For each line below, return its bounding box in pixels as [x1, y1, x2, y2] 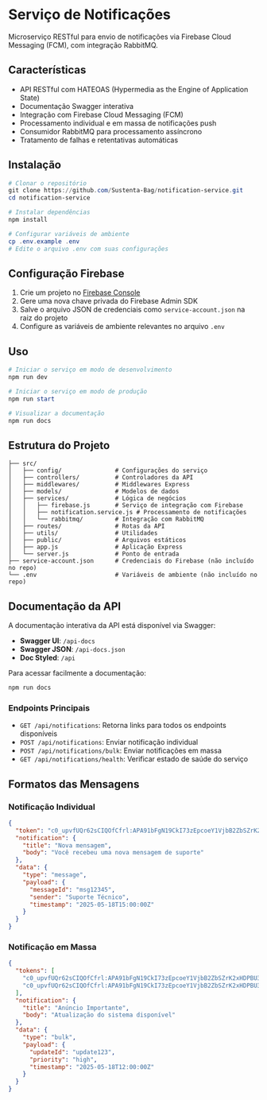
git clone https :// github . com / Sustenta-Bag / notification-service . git [8, 187, 244, 195]
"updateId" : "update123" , [29, 1048, 115, 1056]
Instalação [8, 158, 62, 172]
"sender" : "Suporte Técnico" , [29, 893, 130, 901]
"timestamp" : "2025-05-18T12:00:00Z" [29, 1063, 155, 1071]
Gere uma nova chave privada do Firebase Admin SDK [19, 296, 199, 306]
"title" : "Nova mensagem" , [22, 841, 112, 850]
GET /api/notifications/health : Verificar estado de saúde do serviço [19, 754, 249, 764]
